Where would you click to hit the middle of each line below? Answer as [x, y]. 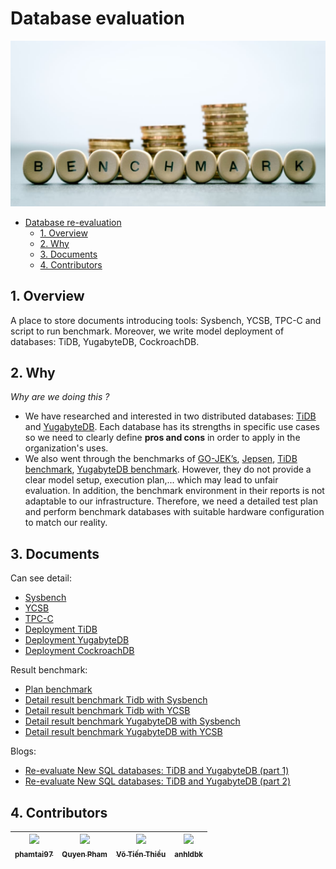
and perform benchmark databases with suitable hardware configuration [174, 512]
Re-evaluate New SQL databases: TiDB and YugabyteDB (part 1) [157, 771]
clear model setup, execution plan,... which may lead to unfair [151, 480]
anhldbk [189, 855]
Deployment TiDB [61, 629]
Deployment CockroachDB [79, 651]
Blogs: [23, 751]
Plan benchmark [58, 689]
